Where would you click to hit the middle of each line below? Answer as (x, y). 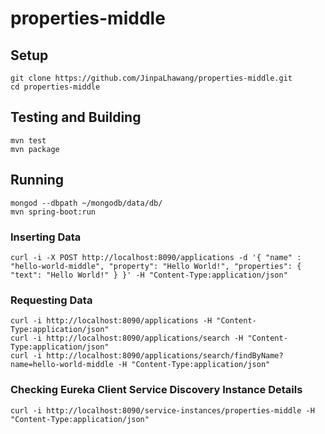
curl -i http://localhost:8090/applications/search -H (127, 338)
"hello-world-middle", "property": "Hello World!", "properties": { (156, 266)
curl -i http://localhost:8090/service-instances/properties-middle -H (162, 410)
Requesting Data (51, 300)
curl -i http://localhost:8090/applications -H (111, 321)
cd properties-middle (55, 87)
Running (37, 180)
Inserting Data (46, 237)
